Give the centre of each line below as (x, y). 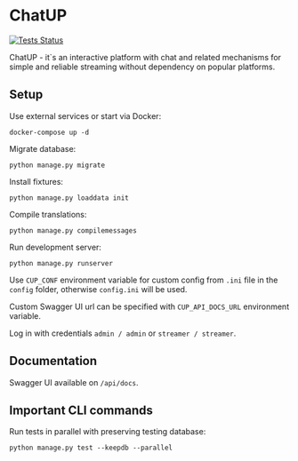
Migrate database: (43, 148)
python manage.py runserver (61, 263)
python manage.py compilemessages (73, 230)
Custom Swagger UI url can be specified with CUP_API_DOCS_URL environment (149, 306)
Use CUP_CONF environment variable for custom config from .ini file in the (144, 280)
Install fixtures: (36, 181)
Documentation (53, 361)
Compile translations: (48, 214)
